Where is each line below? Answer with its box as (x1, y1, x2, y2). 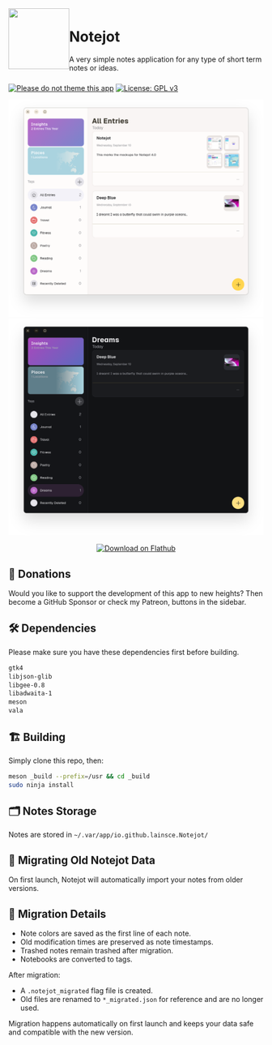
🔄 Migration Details (8, 907, 107, 921)
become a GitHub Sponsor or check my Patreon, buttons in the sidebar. (8, 597, 247, 607)
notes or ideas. (69, 62, 119, 72)
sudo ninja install (8, 781, 74, 789)
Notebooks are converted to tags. (19, 954, 133, 964)
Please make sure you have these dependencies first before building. (8, 647, 240, 657)
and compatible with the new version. (8, 1027, 134, 1037)
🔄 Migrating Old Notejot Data (8, 853, 155, 867)
